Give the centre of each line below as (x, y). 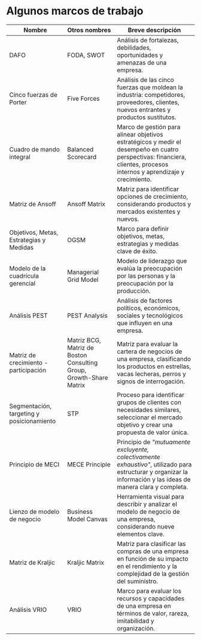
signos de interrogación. (151, 381)
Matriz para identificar (148, 189)
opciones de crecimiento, (152, 196)
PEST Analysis (87, 316)
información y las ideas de (153, 479)
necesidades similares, (149, 410)
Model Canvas (87, 519)
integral (20, 157)
